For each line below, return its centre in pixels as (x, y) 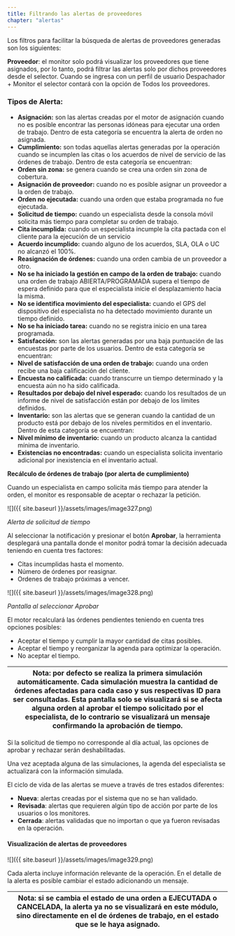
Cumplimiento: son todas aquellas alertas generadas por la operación (119, 147)
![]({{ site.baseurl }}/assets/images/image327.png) (80, 508)
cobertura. (33, 177)
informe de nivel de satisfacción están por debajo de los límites (108, 400)
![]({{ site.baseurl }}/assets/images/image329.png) (80, 860)
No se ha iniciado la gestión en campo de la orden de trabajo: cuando (119, 274)
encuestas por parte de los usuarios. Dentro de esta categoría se (111, 348)
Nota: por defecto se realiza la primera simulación (117, 673)
